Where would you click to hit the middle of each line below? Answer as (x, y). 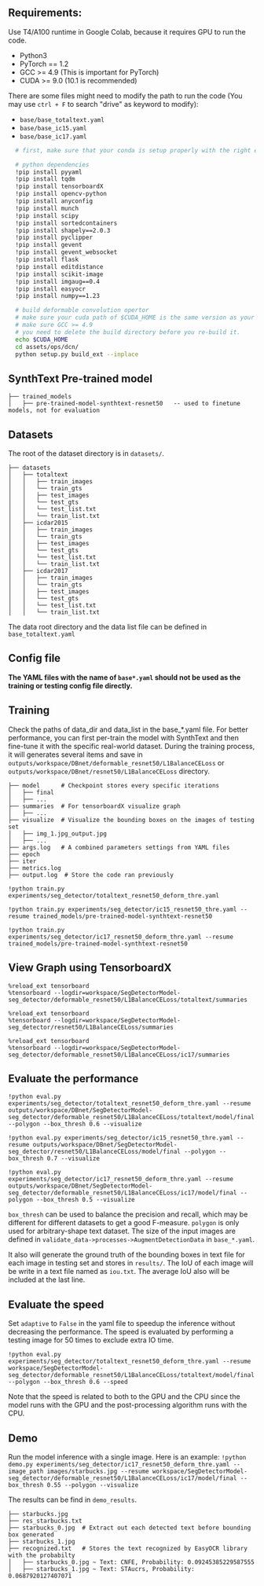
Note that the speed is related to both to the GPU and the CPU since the (125, 1397)
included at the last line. (47, 1279)
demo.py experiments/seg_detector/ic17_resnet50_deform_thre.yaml (119, 1464)
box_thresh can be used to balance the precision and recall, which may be (128, 1214)
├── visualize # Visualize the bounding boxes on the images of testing (132, 820)
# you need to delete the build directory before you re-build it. (128, 332)
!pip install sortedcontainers (66, 223)
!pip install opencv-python (61, 194)
